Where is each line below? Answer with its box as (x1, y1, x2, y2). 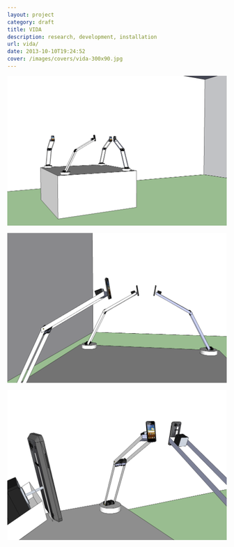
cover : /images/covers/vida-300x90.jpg (7, 56, 123, 63)
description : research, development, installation (7, 33, 157, 40)
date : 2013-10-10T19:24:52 (7, 48, 86, 55)
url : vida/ (7, 40, 39, 48)
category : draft (7, 18, 54, 26)
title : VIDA (7, 26, 42, 33)
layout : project (7, 11, 54, 18)
